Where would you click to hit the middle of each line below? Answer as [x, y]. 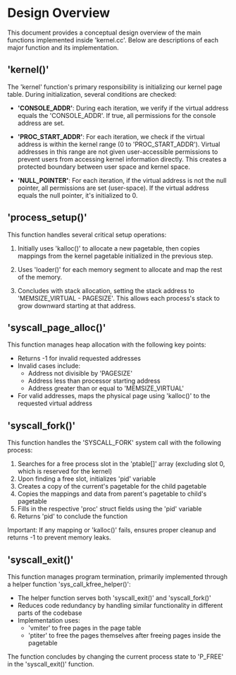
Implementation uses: [49, 620]
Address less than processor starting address [94, 381]
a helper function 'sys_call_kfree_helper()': [69, 584]
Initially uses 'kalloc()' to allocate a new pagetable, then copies [108, 248]
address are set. [41, 123]
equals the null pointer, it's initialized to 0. [77, 195]
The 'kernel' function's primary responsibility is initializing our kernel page [115, 87]
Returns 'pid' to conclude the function [73, 516]
